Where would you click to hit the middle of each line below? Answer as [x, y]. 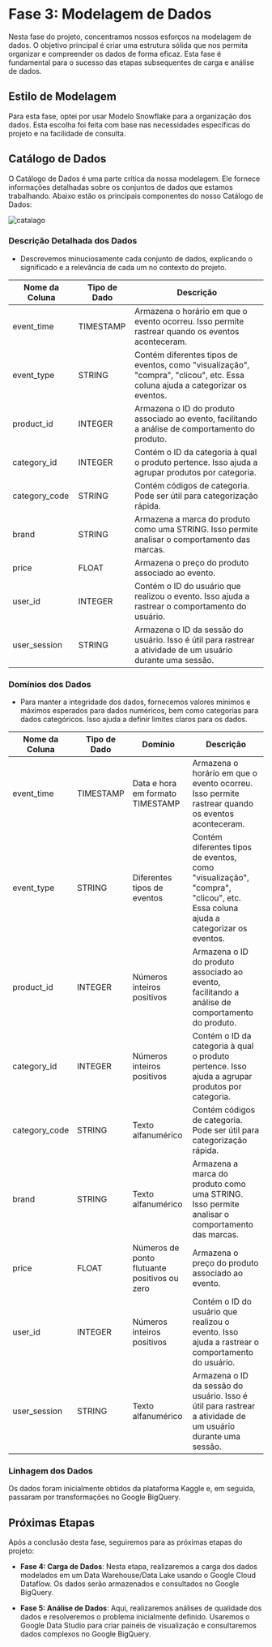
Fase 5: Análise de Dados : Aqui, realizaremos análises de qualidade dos [141, 1608]
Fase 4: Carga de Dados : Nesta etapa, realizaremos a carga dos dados [138, 1567]
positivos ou [156, 1279]
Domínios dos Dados [50, 684]
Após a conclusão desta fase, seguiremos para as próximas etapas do [125, 1542]
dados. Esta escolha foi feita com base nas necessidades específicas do [130, 125]
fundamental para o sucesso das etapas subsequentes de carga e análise [132, 62]
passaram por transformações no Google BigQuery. [94, 1497]
